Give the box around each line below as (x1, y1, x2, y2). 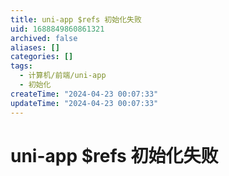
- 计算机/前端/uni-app (19, 71, 107, 81)
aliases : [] (10, 42, 60, 53)
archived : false (10, 33, 78, 43)
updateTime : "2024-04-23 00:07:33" (10, 98, 159, 108)
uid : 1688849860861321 (10, 24, 105, 34)
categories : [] (10, 52, 74, 62)
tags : (10, 61, 33, 71)
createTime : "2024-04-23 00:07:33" (10, 89, 159, 99)
